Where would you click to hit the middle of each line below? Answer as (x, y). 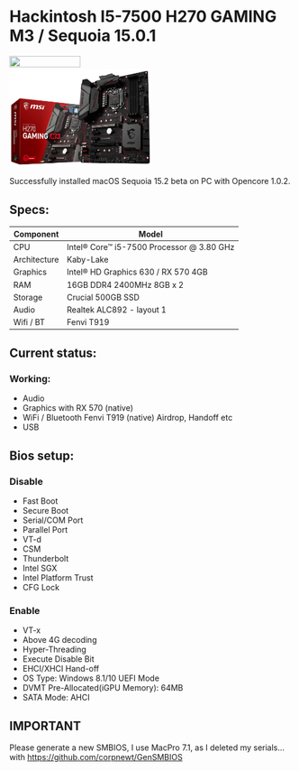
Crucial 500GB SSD (103, 297)
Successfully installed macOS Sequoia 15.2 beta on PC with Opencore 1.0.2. (150, 181)
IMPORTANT (45, 725)
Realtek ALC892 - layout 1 (117, 310)
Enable (25, 611)
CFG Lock (41, 588)
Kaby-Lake (88, 260)
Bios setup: (42, 455)
